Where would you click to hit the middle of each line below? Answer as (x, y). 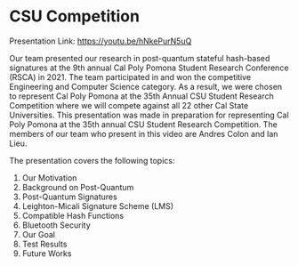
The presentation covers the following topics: (92, 160)
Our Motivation (49, 177)
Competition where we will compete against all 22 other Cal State (129, 105)
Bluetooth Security (56, 225)
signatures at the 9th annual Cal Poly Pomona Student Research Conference (149, 68)
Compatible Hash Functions (73, 215)
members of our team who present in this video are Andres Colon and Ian (144, 133)
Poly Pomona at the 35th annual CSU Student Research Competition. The (143, 124)
